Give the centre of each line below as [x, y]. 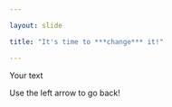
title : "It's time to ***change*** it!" [87, 41]
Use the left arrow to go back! [65, 93]
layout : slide [36, 25]
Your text [26, 75]
